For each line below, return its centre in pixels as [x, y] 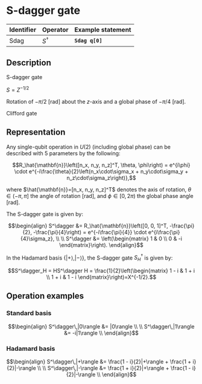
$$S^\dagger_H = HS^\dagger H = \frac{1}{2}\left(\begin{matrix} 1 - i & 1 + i [101, 270]
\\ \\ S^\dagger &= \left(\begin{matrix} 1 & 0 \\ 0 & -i [119, 238]
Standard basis [29, 313]
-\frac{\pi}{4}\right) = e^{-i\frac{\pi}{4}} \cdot [90, 232]
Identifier [23, 30]
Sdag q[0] [88, 40]
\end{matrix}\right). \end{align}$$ [101, 245]
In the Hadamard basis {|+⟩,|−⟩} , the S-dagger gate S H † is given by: [90, 258]
